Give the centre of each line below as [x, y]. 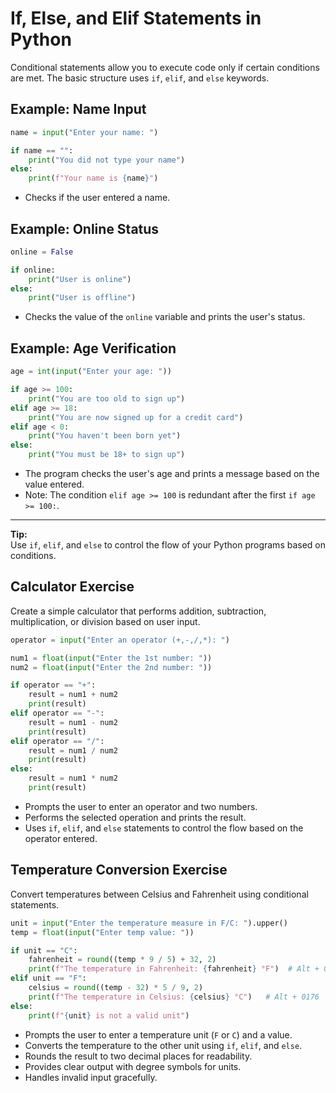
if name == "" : [42, 150]
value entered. [54, 484]
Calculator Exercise [72, 587]
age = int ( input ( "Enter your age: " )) [91, 372]
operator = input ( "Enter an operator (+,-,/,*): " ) [120, 640]
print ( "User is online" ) [80, 279]
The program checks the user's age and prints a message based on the [172, 473]
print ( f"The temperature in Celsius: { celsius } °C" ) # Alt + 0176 [174, 997]
